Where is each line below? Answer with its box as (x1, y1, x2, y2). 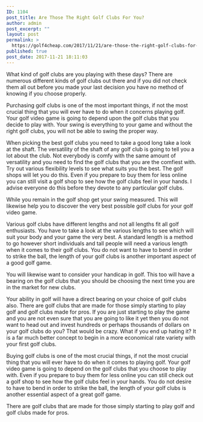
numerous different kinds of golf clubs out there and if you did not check (6, 77, 187, 84)
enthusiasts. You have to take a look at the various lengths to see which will (6, 226, 195, 234)
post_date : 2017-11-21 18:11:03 (6, 54, 88, 60)
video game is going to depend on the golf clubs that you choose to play (6, 364, 187, 372)
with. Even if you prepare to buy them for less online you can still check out (6, 371, 194, 378)
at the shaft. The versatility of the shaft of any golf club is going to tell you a (6, 145, 195, 153)
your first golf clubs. (6, 340, 57, 348)
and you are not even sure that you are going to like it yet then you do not (6, 314, 189, 321)
